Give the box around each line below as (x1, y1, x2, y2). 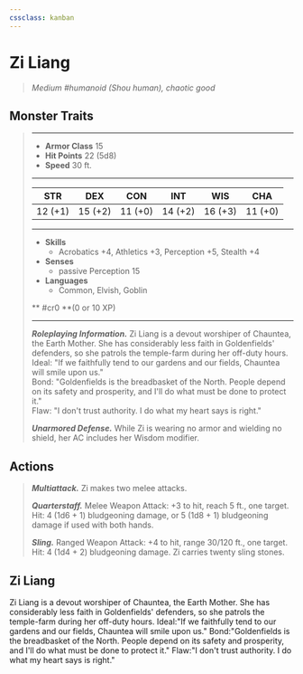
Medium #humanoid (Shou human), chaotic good (31, 82, 216, 93)
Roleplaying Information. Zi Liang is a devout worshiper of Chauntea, (31, 328, 291, 339)
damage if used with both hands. (31, 519, 154, 530)
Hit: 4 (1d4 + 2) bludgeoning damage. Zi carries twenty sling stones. (31, 546, 285, 557)
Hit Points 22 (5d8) (44, 150, 117, 161)
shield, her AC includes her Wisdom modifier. (31, 432, 200, 443)
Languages (44, 275, 88, 286)
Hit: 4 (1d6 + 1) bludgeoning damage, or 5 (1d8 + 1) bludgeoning (31, 510, 269, 521)
